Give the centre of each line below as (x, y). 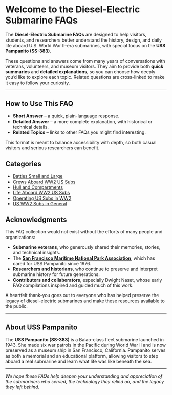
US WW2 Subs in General (40, 203)
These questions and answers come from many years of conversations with (85, 61)
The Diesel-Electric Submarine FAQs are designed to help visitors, (76, 34)
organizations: (20, 238)
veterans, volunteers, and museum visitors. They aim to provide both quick (84, 66)
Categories (24, 164)
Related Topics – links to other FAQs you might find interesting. (79, 132)
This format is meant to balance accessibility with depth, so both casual (81, 142)
